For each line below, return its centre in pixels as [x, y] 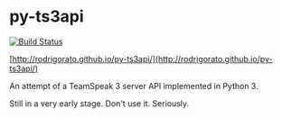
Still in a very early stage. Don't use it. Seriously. [99, 103]
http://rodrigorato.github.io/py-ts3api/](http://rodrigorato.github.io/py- [142, 59]
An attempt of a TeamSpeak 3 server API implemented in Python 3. [134, 86]
